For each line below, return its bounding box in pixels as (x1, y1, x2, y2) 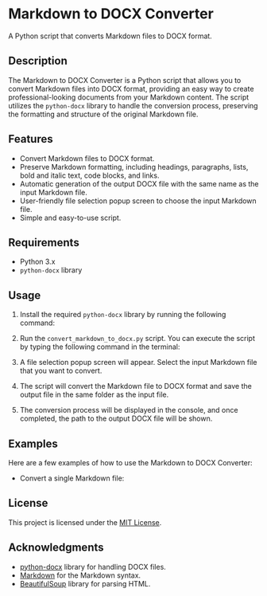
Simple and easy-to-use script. (19, 213, 122, 222)
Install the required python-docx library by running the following (19, 310, 226, 320)
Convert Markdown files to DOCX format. (19, 153, 155, 163)
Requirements (8, 236, 79, 249)
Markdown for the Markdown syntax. (19, 571, 141, 580)
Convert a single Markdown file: (19, 473, 125, 483)
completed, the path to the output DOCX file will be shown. (19, 414, 213, 423)
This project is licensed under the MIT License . (8, 517, 162, 527)
